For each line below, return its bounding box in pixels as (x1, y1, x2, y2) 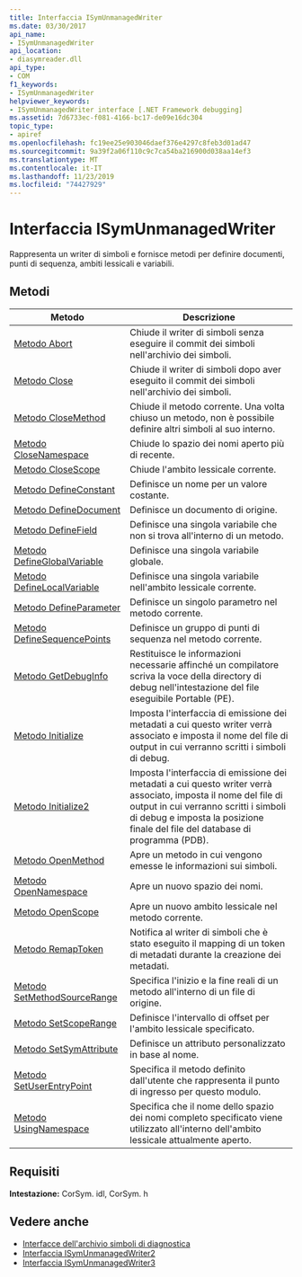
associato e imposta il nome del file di (129, 729, 289, 741)
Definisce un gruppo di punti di (129, 621, 261, 634)
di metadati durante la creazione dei (129, 948, 281, 961)
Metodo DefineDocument (13, 503, 121, 516)
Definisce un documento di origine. (129, 503, 278, 516)
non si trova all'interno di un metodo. (129, 529, 284, 542)
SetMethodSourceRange (13, 990, 119, 1003)
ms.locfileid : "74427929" (9, 181, 106, 190)
